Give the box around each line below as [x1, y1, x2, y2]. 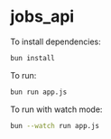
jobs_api [10, 6, 75, 27]
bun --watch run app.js [10, 121, 100, 130]
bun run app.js [10, 88, 68, 97]
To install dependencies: [10, 36, 102, 47]
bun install [10, 53, 55, 62]
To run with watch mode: [10, 104, 103, 115]
